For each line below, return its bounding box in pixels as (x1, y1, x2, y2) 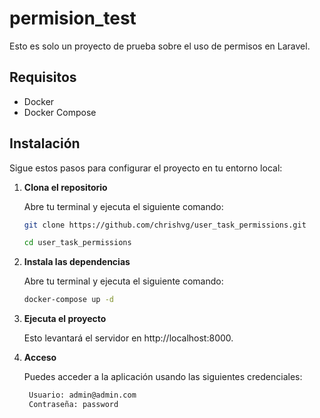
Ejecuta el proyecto (23, 313, 107, 325)
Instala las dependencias (23, 256, 131, 268)
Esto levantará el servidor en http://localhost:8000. (23, 332, 234, 344)
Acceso (23, 352, 57, 364)
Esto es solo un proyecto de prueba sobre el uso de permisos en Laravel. (9, 40, 311, 52)
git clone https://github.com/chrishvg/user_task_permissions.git (23, 220, 307, 230)
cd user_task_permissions (23, 238, 132, 248)
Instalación (9, 135, 81, 152)
